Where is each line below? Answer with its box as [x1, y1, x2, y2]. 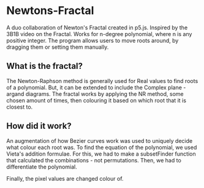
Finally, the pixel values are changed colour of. [6, 175, 124, 182]
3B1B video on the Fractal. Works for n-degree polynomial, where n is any [6, 30, 192, 37]
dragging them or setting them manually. [6, 43, 109, 51]
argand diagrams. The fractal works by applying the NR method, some [6, 90, 184, 98]
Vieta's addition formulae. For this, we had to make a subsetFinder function [6, 150, 196, 157]
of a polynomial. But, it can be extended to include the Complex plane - [6, 84, 186, 91]
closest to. [6, 103, 33, 110]
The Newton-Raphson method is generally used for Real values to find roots [6, 77, 198, 84]
